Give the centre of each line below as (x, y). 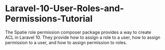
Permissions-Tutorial (49, 19)
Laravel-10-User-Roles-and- (65, 8)
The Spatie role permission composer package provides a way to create (78, 32)
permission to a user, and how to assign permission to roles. (66, 42)
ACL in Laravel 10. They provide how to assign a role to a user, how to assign (83, 37)
